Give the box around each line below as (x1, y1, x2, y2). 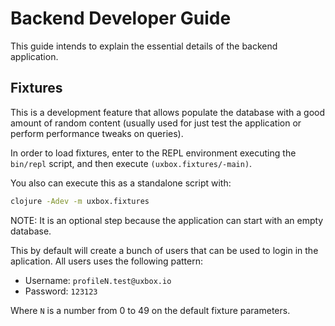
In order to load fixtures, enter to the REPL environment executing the (10, 147, 297, 159)
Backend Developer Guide (10, 7, 232, 30)
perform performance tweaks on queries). (10, 127, 184, 139)
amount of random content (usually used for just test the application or (10, 117, 302, 129)
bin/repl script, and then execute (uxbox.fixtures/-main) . (10, 157, 253, 169)
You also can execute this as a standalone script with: (10, 177, 232, 189)
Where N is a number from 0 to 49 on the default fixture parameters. (10, 304, 291, 316)
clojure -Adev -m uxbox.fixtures (10, 196, 150, 206)
